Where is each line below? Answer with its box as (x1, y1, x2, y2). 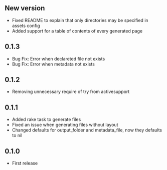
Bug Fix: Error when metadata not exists (12, 61, 95, 67)
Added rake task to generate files (12, 116, 81, 122)
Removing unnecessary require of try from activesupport (12, 88, 130, 94)
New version (5, 4, 45, 12)
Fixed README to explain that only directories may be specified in (12, 17, 148, 23)
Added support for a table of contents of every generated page (12, 27, 143, 34)
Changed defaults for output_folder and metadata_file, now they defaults (12, 127, 162, 133)
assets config (12, 22, 41, 28)
